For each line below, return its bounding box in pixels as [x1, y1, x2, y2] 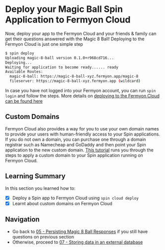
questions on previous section [12, 234, 74, 240]
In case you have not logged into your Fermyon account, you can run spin [5, 88, 156, 94]
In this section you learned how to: [5, 185, 76, 191]
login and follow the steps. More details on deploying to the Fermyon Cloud [5, 93, 160, 99]
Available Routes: [5, 69, 43, 74]
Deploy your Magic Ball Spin [5, 3, 123, 15]
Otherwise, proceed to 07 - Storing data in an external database [12, 239, 143, 245]
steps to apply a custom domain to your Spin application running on [5, 152, 143, 158]
